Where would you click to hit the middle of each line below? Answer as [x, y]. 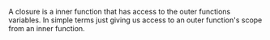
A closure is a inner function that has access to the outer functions [120, 12]
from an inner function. [47, 28]
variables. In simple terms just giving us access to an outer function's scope [135, 20]
